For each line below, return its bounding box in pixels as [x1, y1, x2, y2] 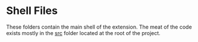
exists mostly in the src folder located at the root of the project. [6, 29, 161, 36]
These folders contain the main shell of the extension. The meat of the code [6, 23, 192, 30]
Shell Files [6, 4, 58, 17]
